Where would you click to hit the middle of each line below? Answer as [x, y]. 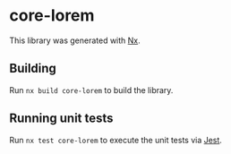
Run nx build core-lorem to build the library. [91, 90]
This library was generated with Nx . [75, 40]
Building [33, 68]
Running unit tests [61, 119]
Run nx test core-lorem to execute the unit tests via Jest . [115, 140]
